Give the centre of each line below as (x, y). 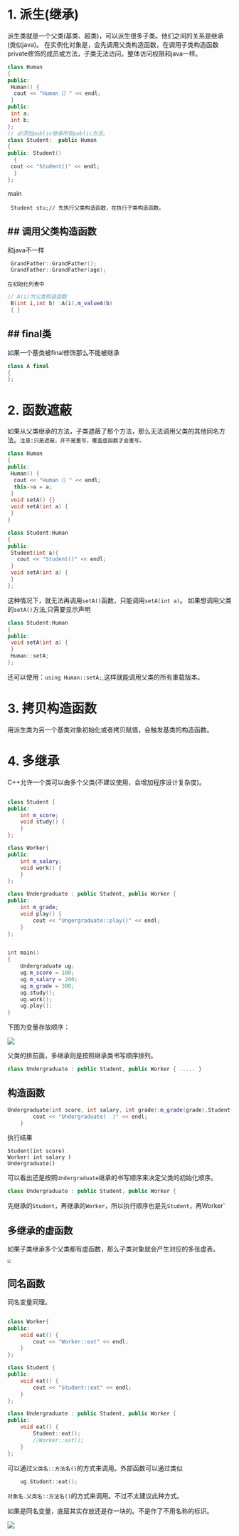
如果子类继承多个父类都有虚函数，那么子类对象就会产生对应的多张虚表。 (113, 1249)
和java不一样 (26, 250)
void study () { (43, 822)
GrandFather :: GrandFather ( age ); (58, 270)
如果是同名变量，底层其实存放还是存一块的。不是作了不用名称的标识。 (110, 1511)
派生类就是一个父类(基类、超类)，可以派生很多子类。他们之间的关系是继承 (116, 36)
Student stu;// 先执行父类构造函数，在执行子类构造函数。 (87, 208)
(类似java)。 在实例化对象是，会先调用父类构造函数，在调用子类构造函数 (113, 44)
